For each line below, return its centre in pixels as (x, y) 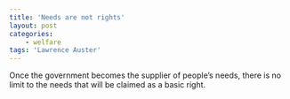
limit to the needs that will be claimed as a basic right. (108, 85)
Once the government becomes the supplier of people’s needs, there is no (145, 75)
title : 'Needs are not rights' (67, 17)
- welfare (44, 42)
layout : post (33, 26)
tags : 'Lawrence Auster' (55, 50)
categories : (31, 34)
